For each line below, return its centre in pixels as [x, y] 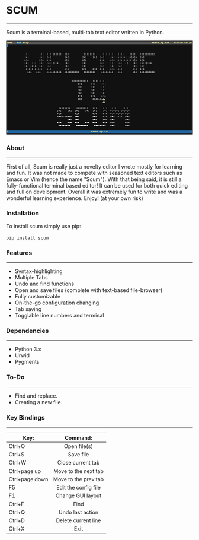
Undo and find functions [44, 284]
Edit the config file [78, 488]
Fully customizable [38, 297]
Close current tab [78, 463]
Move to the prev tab [78, 479]
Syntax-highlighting [39, 271]
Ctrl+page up [25, 471]
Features [19, 253]
